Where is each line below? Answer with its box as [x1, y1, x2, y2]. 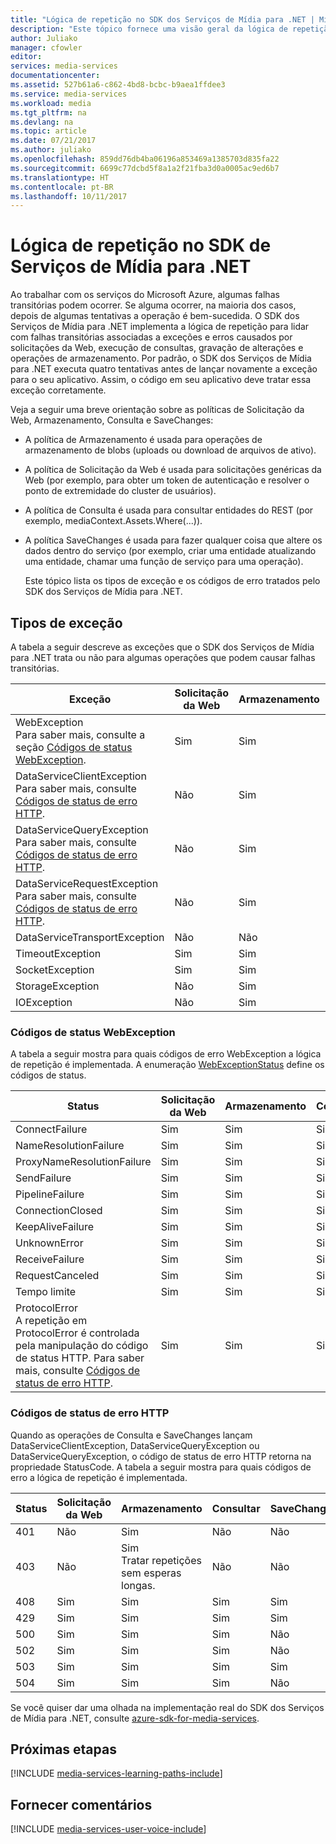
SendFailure [15, 1171, 72, 1185]
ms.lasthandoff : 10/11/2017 [10, 191, 128, 201]
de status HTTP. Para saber [15, 1351, 145, 1365]
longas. [121, 1578, 156, 1592]
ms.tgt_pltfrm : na [10, 107, 87, 118]
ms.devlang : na [10, 117, 74, 127]
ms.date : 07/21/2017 [10, 136, 97, 146]
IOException [15, 996, 73, 1009]
